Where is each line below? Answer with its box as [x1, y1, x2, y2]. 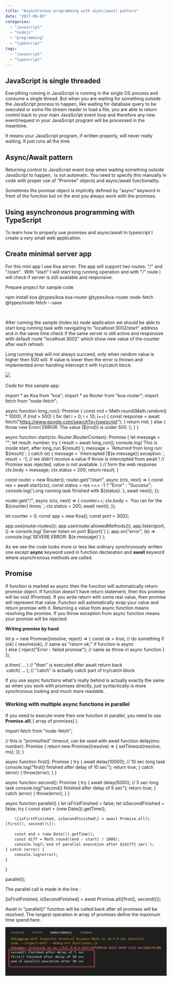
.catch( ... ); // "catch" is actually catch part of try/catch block [5, 667, 135, 673]
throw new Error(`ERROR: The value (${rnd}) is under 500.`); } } [5, 424, 139, 430]
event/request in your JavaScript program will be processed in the [5, 117, 145, 124]
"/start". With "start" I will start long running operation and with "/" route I [5, 269, 161, 275]
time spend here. [5, 916, 41, 923]
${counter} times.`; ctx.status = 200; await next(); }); [5, 503, 116, 509]
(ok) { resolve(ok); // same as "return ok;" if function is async [5, 641, 134, 647]
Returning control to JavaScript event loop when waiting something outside [5, 167, 164, 173]
